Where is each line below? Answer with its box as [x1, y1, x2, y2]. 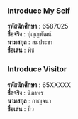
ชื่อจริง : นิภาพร [7, 88, 44, 97]
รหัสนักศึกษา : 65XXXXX [7, 81, 72, 89]
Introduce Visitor [7, 64, 67, 74]
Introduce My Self [7, 6, 71, 16]
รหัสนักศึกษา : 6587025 [7, 22, 69, 31]
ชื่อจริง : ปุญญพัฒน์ [7, 30, 52, 38]
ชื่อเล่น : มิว [7, 104, 34, 113]
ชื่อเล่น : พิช [7, 46, 35, 55]
